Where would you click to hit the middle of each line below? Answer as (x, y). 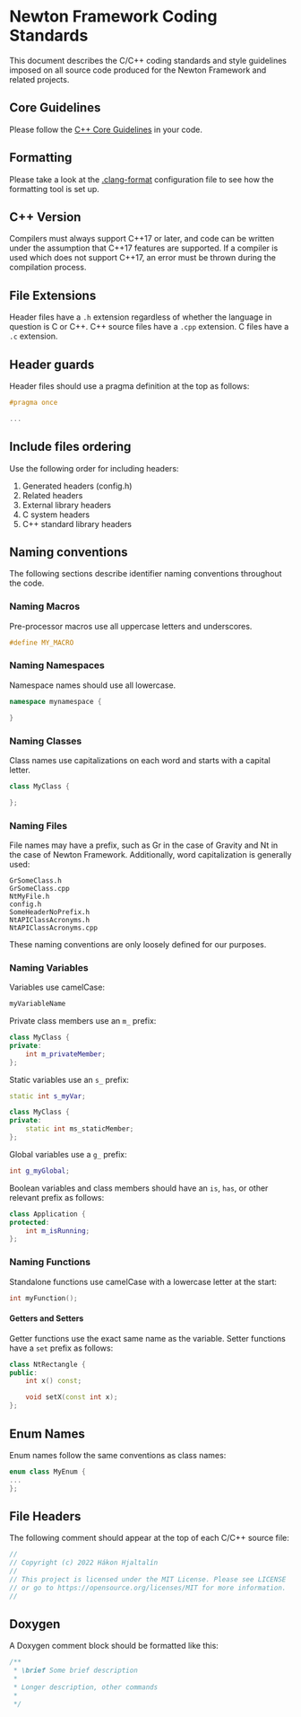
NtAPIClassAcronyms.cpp (54, 928)
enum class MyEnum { (48, 1471)
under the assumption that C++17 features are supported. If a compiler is (144, 248)
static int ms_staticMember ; (80, 1129)
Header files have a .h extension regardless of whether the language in (141, 317)
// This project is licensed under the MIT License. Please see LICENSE (148, 1579)
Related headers (52, 495)
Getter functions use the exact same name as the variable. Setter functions (148, 1338)
